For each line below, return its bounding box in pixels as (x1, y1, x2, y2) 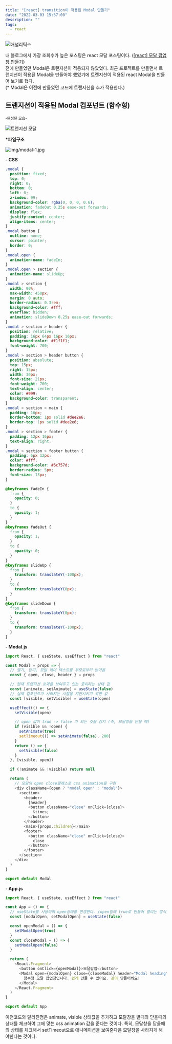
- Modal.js (5, 643, 28, 650)
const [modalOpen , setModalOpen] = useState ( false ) (10, 914, 123, 920)
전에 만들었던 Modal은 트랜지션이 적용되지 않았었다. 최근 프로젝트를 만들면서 (5, 65, 158, 71)
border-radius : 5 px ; (10, 468, 54, 473)
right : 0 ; (10, 181, 31, 186)
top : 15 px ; (10, 362, 33, 367)
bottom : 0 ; (10, 185, 33, 191)
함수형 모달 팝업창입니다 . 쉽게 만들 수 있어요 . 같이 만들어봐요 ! (24, 976, 140, 981)
